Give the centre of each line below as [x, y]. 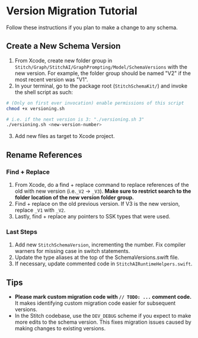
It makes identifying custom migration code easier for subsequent [95, 303]
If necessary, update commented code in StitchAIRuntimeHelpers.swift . [103, 264]
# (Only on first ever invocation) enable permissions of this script [95, 103]
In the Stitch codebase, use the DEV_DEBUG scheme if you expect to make [103, 316]
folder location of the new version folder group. [74, 197]
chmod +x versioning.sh [36, 108]
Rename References [44, 155]
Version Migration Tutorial [72, 11]
